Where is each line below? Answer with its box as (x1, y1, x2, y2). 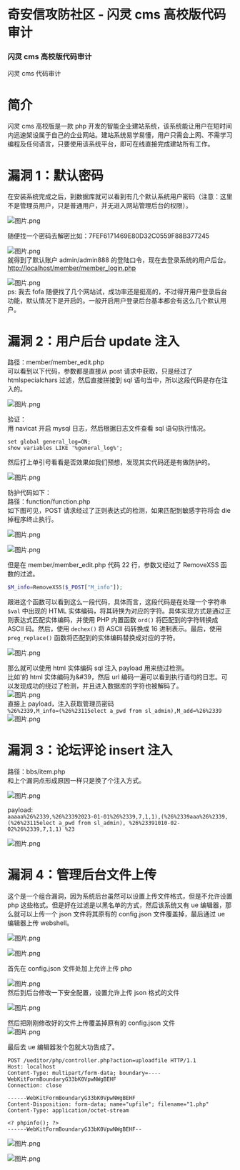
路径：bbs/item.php (7, 767, 66, 776)
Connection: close (7, 1082, 62, 1089)
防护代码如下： (7, 489, 51, 497)
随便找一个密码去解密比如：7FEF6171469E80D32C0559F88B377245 (7, 231, 209, 240)
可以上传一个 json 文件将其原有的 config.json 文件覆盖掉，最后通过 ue (19, 910, 225, 919)
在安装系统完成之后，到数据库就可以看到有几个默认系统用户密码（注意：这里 (7, 192, 233, 201)
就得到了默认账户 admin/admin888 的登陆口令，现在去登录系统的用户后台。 (7, 256, 230, 264)
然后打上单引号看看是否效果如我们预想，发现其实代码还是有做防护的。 (7, 458, 214, 466)
